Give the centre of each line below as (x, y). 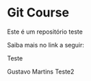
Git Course (38, 13)
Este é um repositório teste (45, 32)
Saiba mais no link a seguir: (45, 45)
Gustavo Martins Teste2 (41, 71)
